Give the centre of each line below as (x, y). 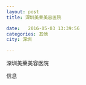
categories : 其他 (27, 34)
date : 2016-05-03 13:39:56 (43, 28)
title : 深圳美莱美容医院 (34, 17)
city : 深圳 (19, 40)
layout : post (23, 12)
